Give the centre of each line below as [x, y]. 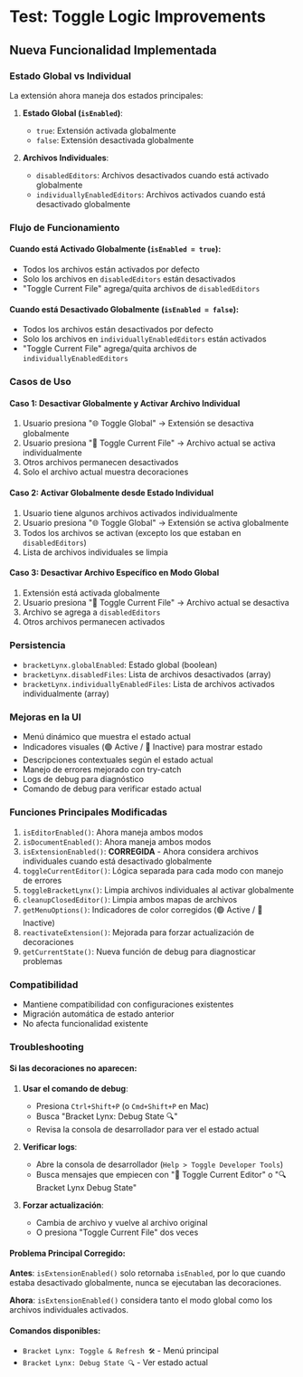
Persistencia [38, 645]
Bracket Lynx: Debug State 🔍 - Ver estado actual [115, 1363]
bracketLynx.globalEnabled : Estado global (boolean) [120, 665]
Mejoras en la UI [45, 717]
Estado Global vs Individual [70, 76]
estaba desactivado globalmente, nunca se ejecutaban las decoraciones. [146, 1283]
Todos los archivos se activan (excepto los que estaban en [132, 532]
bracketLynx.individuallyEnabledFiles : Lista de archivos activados [149, 684]
